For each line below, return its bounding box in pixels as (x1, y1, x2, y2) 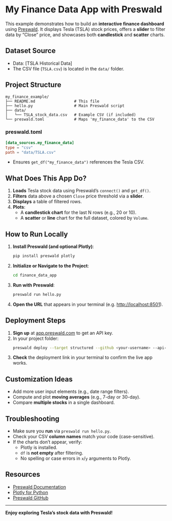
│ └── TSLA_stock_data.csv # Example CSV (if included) (5, 112, 137, 117)
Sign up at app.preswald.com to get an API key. (12, 330, 114, 336)
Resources (5, 470, 40, 479)
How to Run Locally (5, 230, 68, 239)
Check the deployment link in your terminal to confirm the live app (12, 354, 153, 361)
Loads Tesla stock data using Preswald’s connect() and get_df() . (12, 188, 151, 194)
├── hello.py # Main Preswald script (5, 103, 125, 109)
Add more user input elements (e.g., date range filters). (12, 388, 129, 394)
